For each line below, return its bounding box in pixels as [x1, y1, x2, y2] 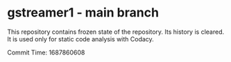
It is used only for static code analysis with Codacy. [7, 34, 154, 43]
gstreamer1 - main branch [7, 5, 160, 21]
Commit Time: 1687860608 [7, 48, 85, 56]
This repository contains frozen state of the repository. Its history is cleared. [7, 28, 224, 36]
